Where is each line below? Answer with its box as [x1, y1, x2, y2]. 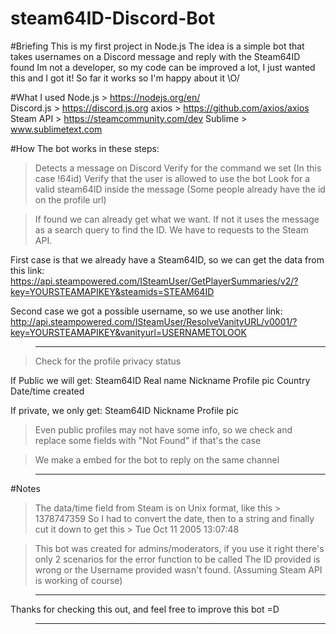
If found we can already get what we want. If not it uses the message [34, 213, 320, 225]
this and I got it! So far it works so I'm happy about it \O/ [10, 72, 240, 84]
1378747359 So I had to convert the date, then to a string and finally [34, 512, 315, 524]
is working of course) [34, 574, 123, 586]
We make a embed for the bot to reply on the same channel [34, 453, 280, 466]
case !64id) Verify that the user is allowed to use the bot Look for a [34, 172, 311, 184]
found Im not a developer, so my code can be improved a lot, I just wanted [10, 61, 316, 73]
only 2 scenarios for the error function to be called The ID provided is [34, 553, 321, 565]
